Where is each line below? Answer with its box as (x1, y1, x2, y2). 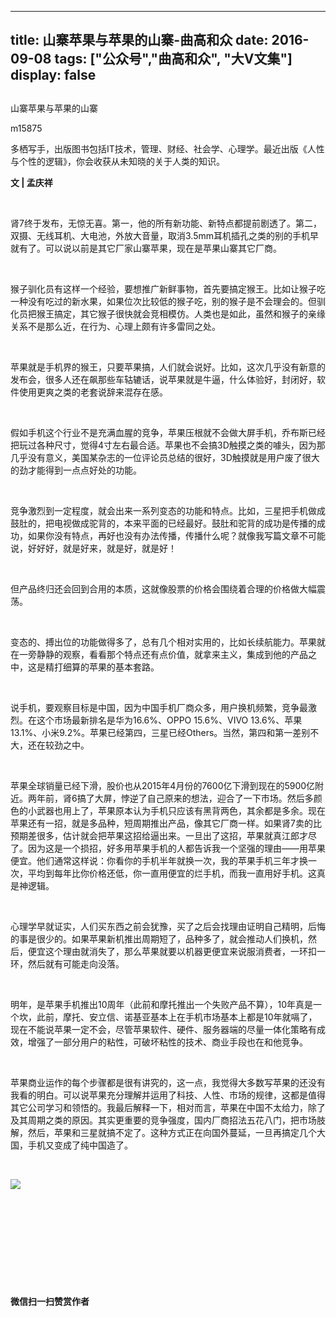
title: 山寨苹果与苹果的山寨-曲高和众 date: (10, 32, 269, 49)
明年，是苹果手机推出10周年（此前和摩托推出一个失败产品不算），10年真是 (10, 998, 314, 1010)
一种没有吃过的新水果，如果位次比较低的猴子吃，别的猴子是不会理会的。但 (10, 295, 317, 307)
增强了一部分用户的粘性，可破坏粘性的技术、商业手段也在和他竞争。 (27, 1036, 308, 1048)
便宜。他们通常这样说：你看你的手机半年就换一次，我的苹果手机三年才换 (10, 854, 308, 866)
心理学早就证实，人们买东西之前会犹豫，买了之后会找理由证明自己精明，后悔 (10, 920, 326, 932)
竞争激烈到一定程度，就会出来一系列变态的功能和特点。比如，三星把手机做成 (10, 504, 326, 516)
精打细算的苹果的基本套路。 (44, 661, 160, 673)
